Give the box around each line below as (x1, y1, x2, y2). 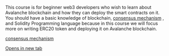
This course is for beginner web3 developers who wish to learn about (5, 5, 152, 10)
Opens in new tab (5, 45, 42, 51)
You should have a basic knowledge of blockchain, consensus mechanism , (5, 15, 164, 21)
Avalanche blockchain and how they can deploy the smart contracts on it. (5, 10, 160, 16)
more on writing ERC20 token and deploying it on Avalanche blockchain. (5, 26, 157, 32)
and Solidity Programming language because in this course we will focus (5, 20, 158, 26)
